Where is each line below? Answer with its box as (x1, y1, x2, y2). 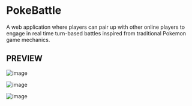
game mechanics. (6, 36, 50, 43)
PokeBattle (6, 4, 62, 17)
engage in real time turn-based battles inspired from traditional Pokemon (6, 29, 187, 37)
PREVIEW (6, 53, 43, 63)
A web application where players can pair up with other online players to (6, 23, 185, 31)
